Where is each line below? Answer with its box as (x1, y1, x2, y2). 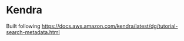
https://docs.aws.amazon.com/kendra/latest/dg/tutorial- (41, 23, 178, 29)
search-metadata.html (6, 28, 60, 35)
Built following (6, 23, 41, 29)
